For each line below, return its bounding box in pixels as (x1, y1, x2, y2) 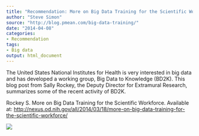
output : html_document (6, 53, 62, 59)
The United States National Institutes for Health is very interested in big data (6, 69, 192, 76)
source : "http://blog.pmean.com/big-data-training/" (6, 20, 139, 25)
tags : (6, 42, 20, 48)
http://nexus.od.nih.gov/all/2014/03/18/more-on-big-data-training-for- (14, 105, 185, 112)
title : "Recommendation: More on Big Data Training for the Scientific (6, 8, 187, 15)
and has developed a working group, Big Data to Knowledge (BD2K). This (6, 75, 185, 82)
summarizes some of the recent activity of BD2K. (6, 88, 126, 95)
